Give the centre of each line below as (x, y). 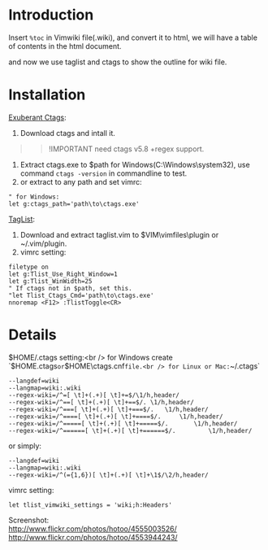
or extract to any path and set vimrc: (81, 181)
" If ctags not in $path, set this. (70, 288)
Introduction (51, 15)
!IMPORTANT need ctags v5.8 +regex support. (126, 149)
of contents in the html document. (65, 46)
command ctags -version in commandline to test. (104, 173)
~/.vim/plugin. (43, 243)
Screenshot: (29, 520)
